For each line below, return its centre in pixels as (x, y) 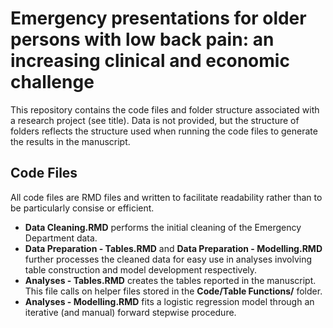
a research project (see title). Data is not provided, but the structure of (155, 120)
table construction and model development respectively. (141, 269)
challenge (52, 82)
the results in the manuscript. (70, 141)
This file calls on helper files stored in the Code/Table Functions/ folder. (173, 291)
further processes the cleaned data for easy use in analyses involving (168, 259)
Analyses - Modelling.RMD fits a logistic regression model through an (169, 301)
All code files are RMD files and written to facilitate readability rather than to (166, 197)
